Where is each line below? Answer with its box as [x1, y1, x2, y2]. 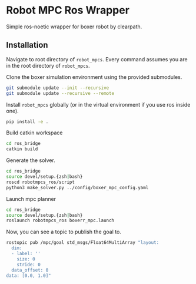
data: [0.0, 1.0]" [6, 272, 51, 279]
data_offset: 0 [11, 267, 49, 273]
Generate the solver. [6, 157, 56, 164]
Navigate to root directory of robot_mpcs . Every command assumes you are [6, 55, 188, 62]
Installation [6, 40, 48, 50]
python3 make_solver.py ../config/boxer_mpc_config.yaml [6, 184, 149, 190]
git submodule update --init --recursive [6, 85, 109, 91]
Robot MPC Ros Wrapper [6, 4, 129, 17]
